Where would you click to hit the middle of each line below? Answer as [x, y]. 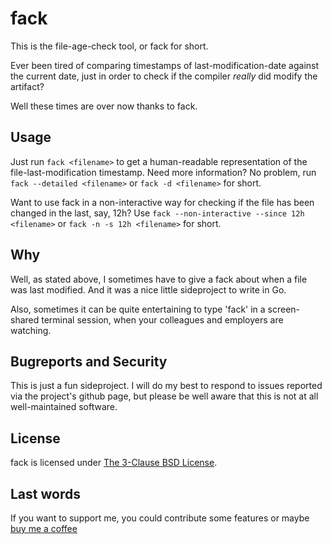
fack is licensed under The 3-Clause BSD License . [114, 463]
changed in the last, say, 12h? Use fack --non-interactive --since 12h [157, 213]
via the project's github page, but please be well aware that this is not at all [164, 396]
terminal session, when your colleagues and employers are [162, 319]
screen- [284, 309]
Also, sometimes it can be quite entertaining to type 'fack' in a [138, 309]
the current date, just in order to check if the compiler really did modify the [164, 76]
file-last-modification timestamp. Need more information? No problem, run [163, 172]
